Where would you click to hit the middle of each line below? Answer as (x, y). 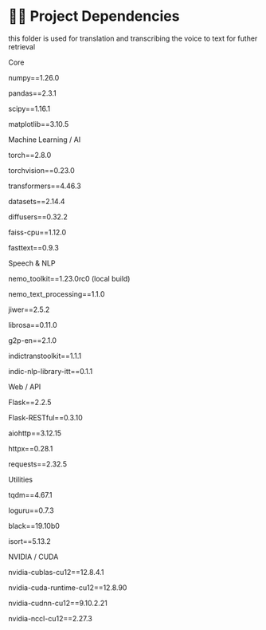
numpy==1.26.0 (34, 77)
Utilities (21, 479)
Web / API (25, 387)
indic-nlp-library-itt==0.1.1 (51, 371)
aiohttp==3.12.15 (35, 433)
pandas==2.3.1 (33, 93)
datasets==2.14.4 (37, 201)
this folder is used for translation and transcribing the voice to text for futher (133, 38)
